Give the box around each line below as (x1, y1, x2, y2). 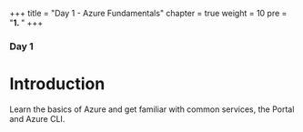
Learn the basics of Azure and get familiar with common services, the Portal (9, 104, 295, 115)
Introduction (9, 74, 106, 95)
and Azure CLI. (9, 113, 66, 124)
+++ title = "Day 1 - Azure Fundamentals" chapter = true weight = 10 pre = (9, 8, 288, 18)
